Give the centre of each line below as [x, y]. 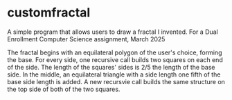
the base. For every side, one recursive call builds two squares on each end [115, 59]
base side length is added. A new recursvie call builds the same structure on [116, 81]
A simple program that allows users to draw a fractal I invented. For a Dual [113, 32]
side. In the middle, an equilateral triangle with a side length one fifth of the [114, 74]
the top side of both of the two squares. [64, 89]
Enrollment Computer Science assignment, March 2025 [86, 39]
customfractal [49, 13]
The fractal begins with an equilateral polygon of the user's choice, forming [115, 52]
